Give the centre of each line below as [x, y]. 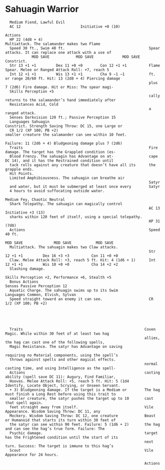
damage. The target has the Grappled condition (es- [61, 152]
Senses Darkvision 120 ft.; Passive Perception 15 [63, 117]
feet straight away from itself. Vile [82, 407]
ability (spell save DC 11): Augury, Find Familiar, [61, 377]
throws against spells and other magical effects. [63, 359]
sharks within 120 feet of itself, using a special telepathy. [76, 217]
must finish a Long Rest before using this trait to [61, 394]
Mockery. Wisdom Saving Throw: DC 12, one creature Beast [82, 416]
